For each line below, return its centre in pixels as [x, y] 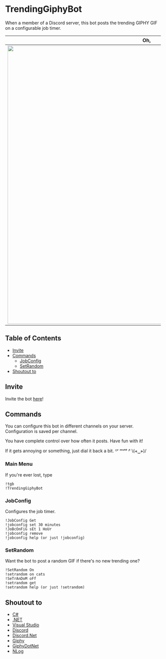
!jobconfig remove [24, 533]
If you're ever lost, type [29, 475]
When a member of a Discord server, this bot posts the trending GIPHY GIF [81, 23]
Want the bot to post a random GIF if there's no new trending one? [72, 561]
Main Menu [19, 464]
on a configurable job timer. [33, 28]
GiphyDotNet [25, 646]
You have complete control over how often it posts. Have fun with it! [74, 441]
